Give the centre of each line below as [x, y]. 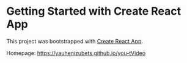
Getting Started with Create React [94, 11]
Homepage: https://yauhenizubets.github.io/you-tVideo [76, 53]
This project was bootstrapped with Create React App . [75, 41]
